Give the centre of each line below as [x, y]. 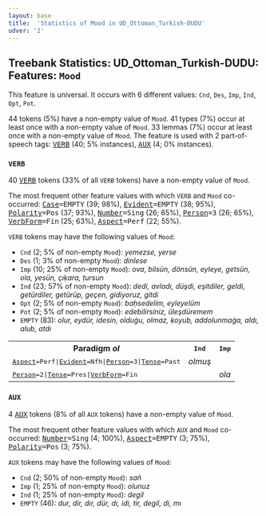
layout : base [30, 16]
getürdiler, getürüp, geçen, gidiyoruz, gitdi [89, 295]
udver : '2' [26, 30]
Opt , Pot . [22, 103]
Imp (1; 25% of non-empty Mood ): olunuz [85, 486]
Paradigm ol [96, 349]
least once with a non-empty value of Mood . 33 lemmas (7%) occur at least [131, 127]
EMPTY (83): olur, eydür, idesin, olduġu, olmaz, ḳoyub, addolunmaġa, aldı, [139, 320]
